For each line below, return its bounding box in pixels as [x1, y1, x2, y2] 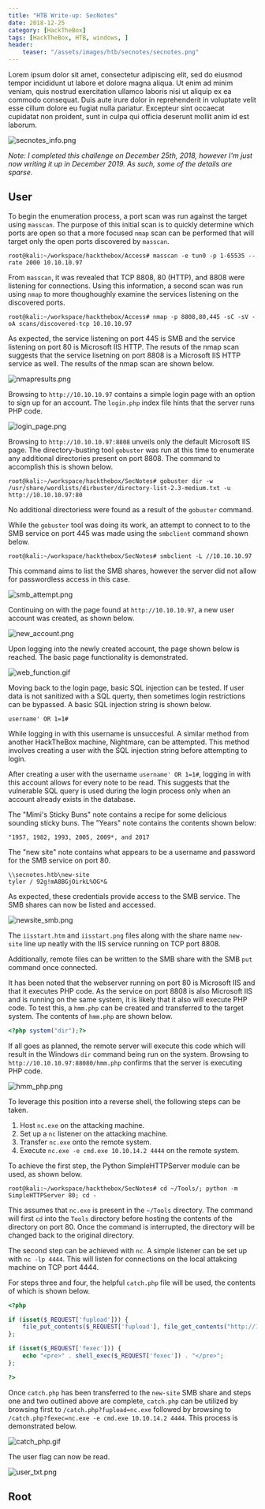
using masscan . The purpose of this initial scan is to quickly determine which [8, 219, 255, 229]
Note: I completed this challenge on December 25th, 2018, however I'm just [8, 151, 253, 160]
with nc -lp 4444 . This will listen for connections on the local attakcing [8, 1254, 237, 1264]
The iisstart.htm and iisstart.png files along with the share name [8, 930, 227, 940]
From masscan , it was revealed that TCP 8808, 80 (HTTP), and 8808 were [8, 272, 245, 282]
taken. [8, 1105, 29, 1114]
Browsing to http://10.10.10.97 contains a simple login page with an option [8, 389, 256, 399]
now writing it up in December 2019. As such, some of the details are [8, 159, 233, 168]
